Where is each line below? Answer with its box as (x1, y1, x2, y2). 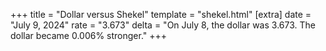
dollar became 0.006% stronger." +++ (10, 30, 168, 41)
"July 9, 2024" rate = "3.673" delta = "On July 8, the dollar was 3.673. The (10, 19, 316, 31)
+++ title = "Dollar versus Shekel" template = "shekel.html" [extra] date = (10, 9, 312, 20)
